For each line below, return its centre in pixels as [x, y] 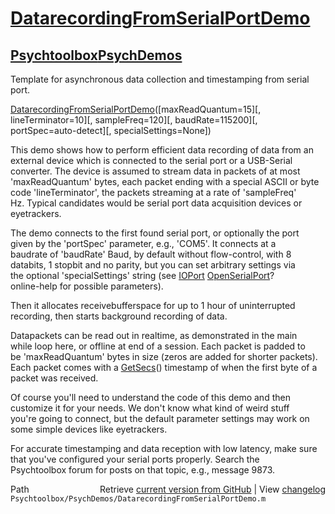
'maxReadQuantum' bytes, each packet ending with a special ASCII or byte [165, 181]
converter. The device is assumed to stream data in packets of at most [155, 171]
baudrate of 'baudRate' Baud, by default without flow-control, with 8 [151, 254]
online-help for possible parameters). [87, 286]
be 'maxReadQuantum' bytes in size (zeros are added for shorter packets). [164, 356]
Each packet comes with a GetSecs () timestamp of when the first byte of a [164, 367]
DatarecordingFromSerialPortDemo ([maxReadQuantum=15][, [136, 109]
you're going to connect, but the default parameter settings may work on [160, 418]
